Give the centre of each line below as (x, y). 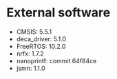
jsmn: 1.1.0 (31, 68)
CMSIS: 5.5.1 (34, 32)
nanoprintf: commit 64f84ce (56, 60)
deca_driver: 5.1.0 (41, 38)
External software (58, 13)
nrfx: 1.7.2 (30, 54)
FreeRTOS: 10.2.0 (41, 46)
